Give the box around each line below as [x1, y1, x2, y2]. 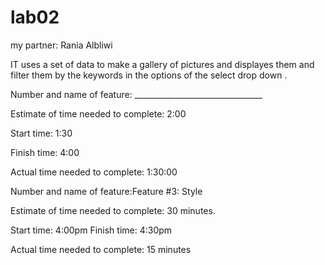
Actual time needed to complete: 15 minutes [10, 243, 192, 255]
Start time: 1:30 [10, 127, 73, 139]
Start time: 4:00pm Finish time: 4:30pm [10, 224, 173, 236]
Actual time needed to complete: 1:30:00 [10, 166, 178, 178]
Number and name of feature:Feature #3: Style [10, 185, 203, 197]
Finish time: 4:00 [10, 146, 80, 158]
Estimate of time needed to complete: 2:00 [10, 107, 187, 120]
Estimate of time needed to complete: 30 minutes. [10, 204, 216, 216]
